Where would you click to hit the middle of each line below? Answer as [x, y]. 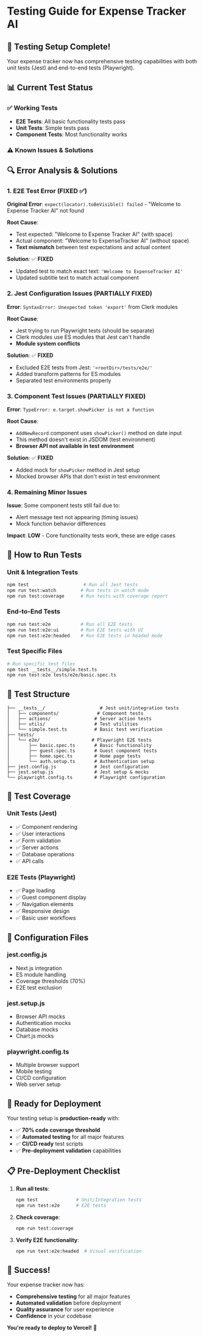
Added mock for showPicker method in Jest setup [78, 470]
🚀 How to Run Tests [45, 555]
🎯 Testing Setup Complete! [59, 47]
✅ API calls [30, 861]
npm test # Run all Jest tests [73, 584]
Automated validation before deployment [68, 1303]
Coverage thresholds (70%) [51, 981]
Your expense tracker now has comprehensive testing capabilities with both [102, 61]
